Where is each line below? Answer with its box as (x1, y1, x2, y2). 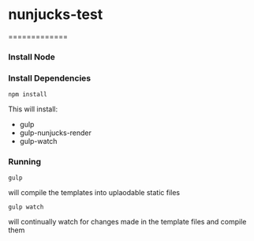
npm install (8, 91, 47, 99)
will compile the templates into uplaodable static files (8, 188, 181, 198)
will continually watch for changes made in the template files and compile (8, 217, 247, 227)
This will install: (8, 104, 58, 114)
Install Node (8, 51, 55, 62)
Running (8, 156, 42, 168)
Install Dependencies (8, 73, 92, 84)
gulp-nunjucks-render (19, 128, 92, 137)
